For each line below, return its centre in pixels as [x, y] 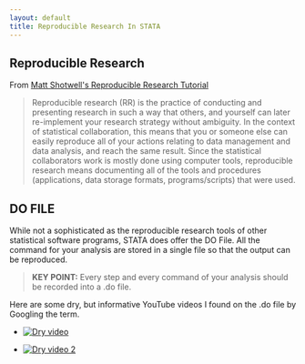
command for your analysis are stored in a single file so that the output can [150, 250]
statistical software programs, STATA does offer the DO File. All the [135, 240]
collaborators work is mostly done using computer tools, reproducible [162, 161]
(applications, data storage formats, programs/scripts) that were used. [163, 180]
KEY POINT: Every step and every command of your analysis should [160, 278]
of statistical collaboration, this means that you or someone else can [160, 132]
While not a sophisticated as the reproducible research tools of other [138, 231]
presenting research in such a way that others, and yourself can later [161, 112]
